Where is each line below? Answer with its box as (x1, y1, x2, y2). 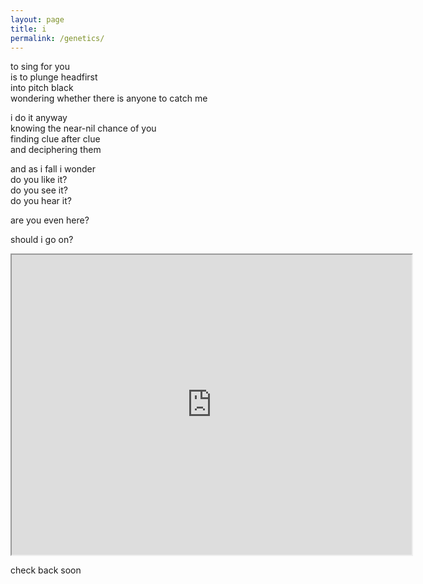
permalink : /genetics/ (10, 33, 105, 43)
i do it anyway (10, 112, 68, 124)
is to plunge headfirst (10, 71, 98, 83)
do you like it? (10, 174, 68, 186)
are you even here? (10, 214, 90, 226)
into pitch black (10, 82, 74, 94)
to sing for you (10, 61, 70, 73)
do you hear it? (10, 195, 72, 207)
